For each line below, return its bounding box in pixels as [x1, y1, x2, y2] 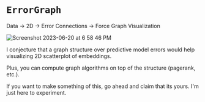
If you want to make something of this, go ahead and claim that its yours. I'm [6, 82, 199, 90]
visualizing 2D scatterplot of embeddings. [6, 52, 112, 59]
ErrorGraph [6, 4, 62, 16]
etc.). [6, 70, 20, 78]
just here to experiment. [6, 89, 67, 96]
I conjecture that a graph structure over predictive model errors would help [6, 46, 195, 53]
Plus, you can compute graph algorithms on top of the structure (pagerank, [6, 64, 196, 71]
